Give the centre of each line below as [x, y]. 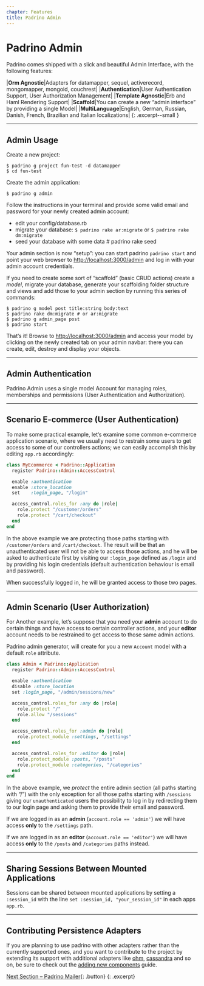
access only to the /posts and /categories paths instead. [78, 843]
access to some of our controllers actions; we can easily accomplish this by [101, 447]
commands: [21, 298]
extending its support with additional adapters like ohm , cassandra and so [99, 958]
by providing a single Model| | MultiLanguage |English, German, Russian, [96, 109]
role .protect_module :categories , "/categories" [80, 765]
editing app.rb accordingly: [40, 454]
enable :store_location [42, 487]
